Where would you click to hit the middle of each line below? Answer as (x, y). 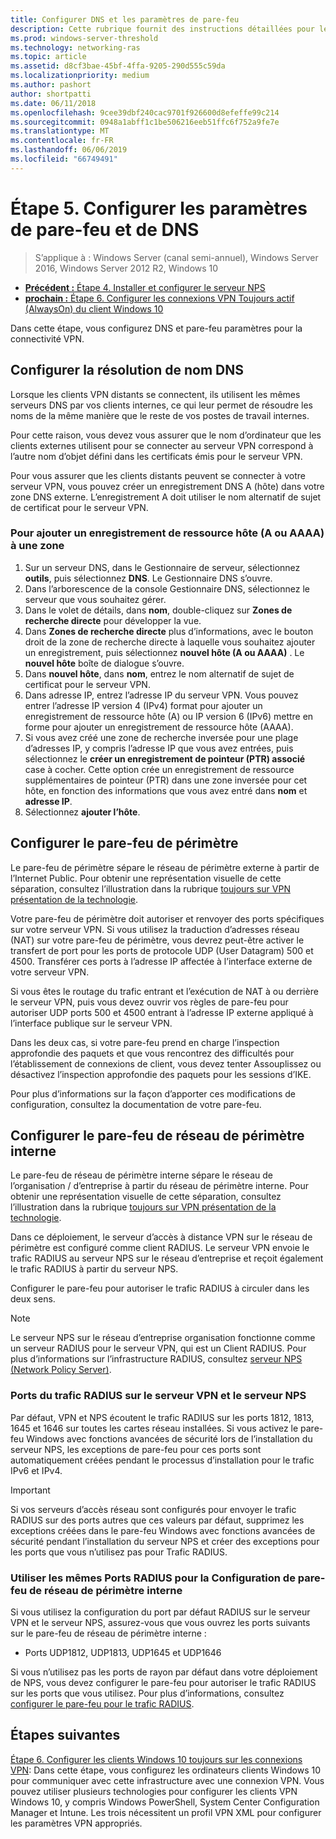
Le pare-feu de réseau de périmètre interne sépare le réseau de (141, 1175)
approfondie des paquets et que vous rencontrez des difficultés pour (152, 1053)
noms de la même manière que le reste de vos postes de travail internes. (160, 415)
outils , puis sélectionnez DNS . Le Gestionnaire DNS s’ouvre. (148, 578)
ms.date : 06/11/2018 (53, 103)
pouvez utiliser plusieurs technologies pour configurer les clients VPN (154, 1791)
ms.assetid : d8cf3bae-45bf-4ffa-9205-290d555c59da (118, 66)
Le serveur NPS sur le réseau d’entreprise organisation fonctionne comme (163, 1338)
